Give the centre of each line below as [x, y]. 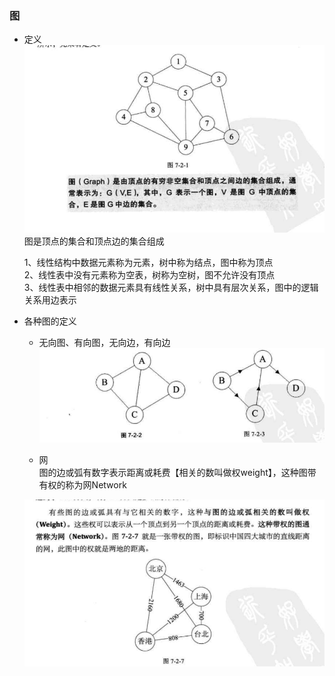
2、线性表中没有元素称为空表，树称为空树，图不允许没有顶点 [149, 275]
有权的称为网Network [82, 484]
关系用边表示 [50, 300]
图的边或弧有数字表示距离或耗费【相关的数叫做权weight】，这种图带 [177, 472]
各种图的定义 [50, 321]
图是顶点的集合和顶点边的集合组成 [94, 241]
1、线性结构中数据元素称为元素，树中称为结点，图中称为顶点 [148, 263]
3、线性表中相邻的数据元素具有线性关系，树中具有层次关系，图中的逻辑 [171, 288]
